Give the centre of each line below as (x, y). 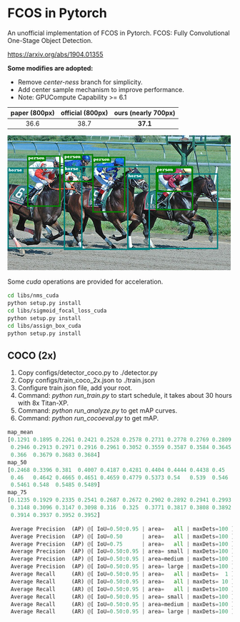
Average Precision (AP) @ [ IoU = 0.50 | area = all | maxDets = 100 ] (122, 536)
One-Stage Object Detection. (50, 40)
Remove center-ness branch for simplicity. (80, 82)
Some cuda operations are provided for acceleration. (85, 282)
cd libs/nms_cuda (33, 296)
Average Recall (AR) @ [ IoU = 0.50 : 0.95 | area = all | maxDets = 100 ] (122, 589)
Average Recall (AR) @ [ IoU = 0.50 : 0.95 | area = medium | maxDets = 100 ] (122, 604)
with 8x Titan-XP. (43, 403)
